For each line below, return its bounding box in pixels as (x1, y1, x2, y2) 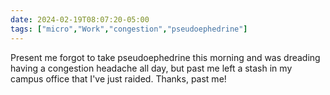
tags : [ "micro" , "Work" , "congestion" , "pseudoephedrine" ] (10, 24, 248, 34)
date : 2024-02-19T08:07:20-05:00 (10, 14, 150, 25)
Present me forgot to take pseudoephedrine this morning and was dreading (10, 51, 321, 63)
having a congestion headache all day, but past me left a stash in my (10, 62, 293, 74)
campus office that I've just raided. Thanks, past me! (10, 72, 227, 85)
